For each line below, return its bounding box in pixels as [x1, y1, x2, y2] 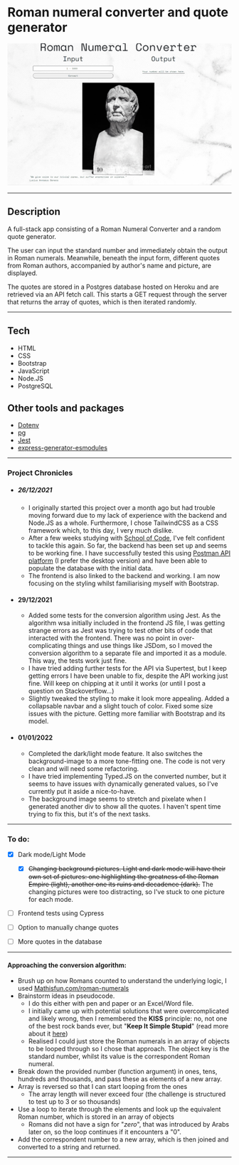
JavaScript [17, 366, 50, 375]
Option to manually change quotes [17, 923, 119, 932]
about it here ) [28, 1029, 68, 1038]
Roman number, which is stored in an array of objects [17, 1112, 174, 1121]
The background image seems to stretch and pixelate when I [28, 794, 206, 803]
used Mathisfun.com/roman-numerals [17, 984, 129, 993]
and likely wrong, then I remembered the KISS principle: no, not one [28, 1014, 228, 1023]
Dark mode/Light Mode [17, 850, 86, 858]
